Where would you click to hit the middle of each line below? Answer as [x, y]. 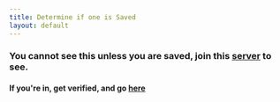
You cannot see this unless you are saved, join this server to [140, 56]
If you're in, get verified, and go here [77, 88]
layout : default [39, 25]
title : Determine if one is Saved [73, 17]
